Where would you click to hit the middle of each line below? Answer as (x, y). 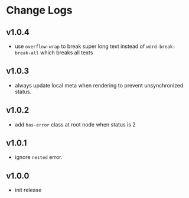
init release (28, 190)
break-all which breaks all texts (54, 53)
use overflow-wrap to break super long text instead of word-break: (95, 46)
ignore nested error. (38, 157)
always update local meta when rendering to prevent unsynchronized (99, 85)
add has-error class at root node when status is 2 (75, 124)
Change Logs (39, 10)
